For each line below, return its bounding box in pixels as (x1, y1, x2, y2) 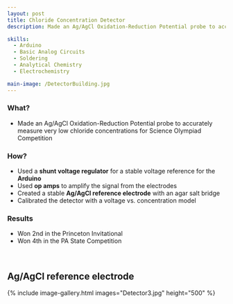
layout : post (7, 10, 45, 17)
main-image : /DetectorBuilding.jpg (7, 81, 110, 87)
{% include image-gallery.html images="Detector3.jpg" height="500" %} (7, 289, 216, 297)
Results (7, 214, 33, 223)
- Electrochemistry (13, 67, 70, 75)
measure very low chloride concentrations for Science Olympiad (17, 126, 202, 135)
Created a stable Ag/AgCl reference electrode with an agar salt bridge (17, 189, 221, 198)
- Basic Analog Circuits (13, 49, 85, 56)
